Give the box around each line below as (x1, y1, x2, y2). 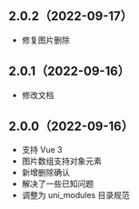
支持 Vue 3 (21, 144, 63, 155)
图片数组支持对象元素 (21, 155, 102, 166)
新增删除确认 (21, 167, 70, 178)
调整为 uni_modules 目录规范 (21, 190, 130, 201)
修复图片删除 (21, 35, 70, 45)
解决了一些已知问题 (21, 178, 94, 189)
